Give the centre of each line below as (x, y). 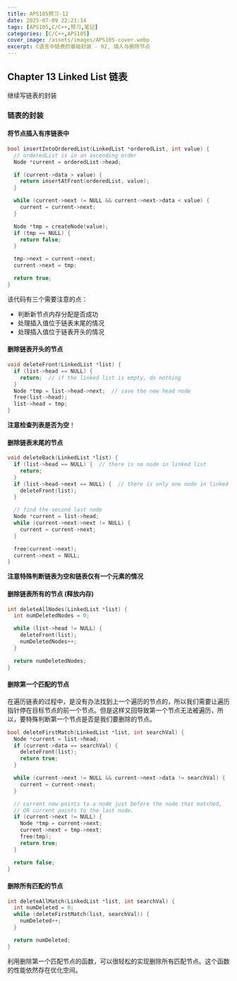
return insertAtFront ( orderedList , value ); (85, 181)
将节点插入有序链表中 (38, 133)
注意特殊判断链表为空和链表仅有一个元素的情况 (75, 577)
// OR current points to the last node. (74, 810)
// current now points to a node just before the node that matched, (118, 804)
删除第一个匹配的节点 (38, 685)
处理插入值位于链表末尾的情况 (61, 323)
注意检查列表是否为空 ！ (41, 425)
